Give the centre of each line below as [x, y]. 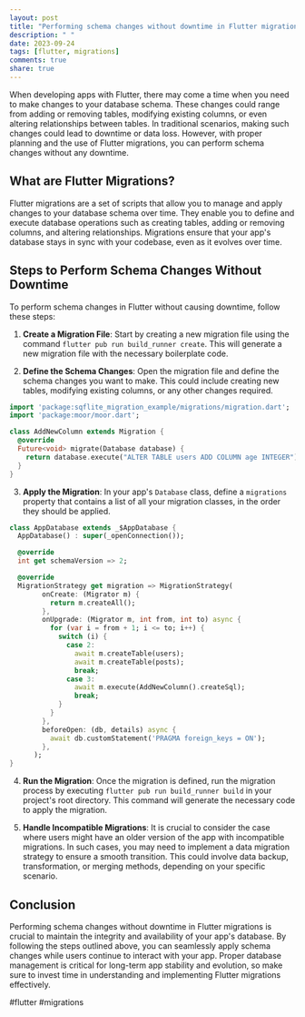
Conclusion [43, 905]
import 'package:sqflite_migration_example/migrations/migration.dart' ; [150, 407]
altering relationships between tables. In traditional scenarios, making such [149, 123]
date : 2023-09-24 [42, 43]
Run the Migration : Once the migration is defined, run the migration [149, 781]
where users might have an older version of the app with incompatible [153, 838]
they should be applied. [66, 511]
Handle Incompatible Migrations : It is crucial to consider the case [146, 828]
